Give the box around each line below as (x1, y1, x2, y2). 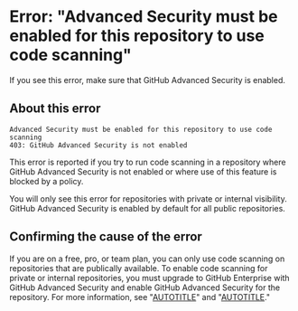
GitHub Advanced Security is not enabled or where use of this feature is (9, 165, 277, 177)
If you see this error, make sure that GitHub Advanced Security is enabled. (9, 74, 286, 85)
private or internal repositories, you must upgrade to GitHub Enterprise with (9, 272, 291, 283)
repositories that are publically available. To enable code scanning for (9, 262, 268, 273)
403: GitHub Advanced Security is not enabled (9, 140, 188, 150)
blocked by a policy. (9, 175, 84, 186)
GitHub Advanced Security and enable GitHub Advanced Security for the (9, 282, 281, 293)
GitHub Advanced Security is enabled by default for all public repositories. (9, 203, 286, 213)
